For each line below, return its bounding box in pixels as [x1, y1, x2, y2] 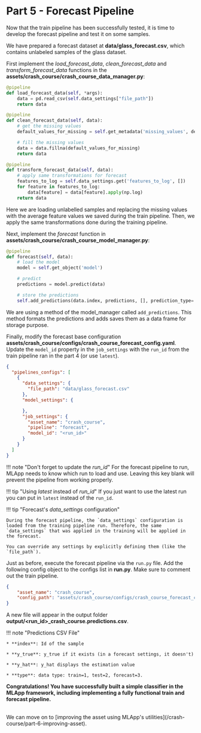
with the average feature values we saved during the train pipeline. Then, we [6, 212, 195, 220]
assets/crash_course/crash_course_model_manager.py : [6, 236, 150, 244]
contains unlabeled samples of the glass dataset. [6, 48, 127, 55]
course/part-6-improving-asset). [6, 720, 87, 727]
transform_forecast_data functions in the [6, 66, 108, 73]
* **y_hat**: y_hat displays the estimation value [6, 662, 135, 668]
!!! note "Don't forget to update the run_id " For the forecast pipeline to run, [6, 463, 190, 470]
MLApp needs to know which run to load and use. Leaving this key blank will [6, 470, 194, 477]
